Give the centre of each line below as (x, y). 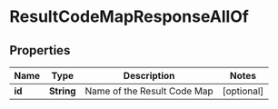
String (62, 91)
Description (149, 76)
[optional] (243, 91)
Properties (40, 50)
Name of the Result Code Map (149, 91)
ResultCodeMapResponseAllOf (129, 17)
